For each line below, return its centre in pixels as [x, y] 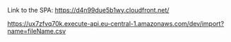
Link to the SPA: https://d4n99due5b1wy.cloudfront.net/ [88, 10]
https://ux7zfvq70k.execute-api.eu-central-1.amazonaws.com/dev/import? [116, 23]
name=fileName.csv [37, 31]
